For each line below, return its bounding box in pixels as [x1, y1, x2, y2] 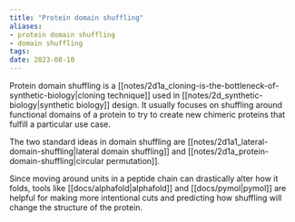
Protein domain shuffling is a [9, 81, 116, 91]
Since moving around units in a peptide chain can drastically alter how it [9, 173, 279, 184]
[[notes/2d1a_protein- [187, 146, 270, 157]
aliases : [9, 22, 43, 31]
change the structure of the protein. [9, 202, 143, 213]
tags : [9, 47, 30, 56]
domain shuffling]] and [101, 146, 186, 157]
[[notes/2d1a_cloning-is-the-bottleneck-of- [117, 81, 280, 91]
